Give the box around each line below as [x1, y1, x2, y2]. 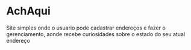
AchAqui [6, 4, 51, 18]
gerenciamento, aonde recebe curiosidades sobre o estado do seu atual [6, 30, 186, 37]
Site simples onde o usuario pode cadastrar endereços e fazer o [6, 24, 166, 31]
